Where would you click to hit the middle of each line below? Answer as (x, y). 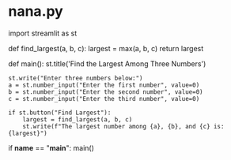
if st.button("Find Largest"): (60, 113)
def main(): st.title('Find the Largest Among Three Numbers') (107, 63)
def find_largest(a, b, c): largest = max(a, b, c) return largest (106, 48)
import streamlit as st (43, 33)
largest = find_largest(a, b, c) (78, 119)
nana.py (36, 11)
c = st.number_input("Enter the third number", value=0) (104, 99)
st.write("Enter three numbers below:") (76, 78)
